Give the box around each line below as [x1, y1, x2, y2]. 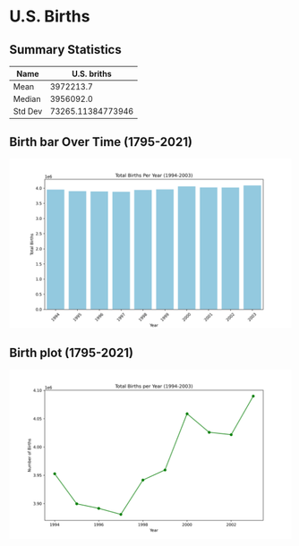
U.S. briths [71, 68, 112, 79]
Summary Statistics [9, 42, 123, 57]
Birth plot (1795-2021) [9, 346, 134, 361]
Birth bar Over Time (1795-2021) [9, 134, 192, 149]
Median [13, 94, 41, 104]
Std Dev [13, 106, 43, 117]
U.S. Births [9, 6, 90, 27]
